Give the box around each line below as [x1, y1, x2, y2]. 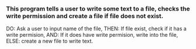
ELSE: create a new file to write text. [6, 37, 94, 45]
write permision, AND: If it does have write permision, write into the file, [6, 32, 178, 38]
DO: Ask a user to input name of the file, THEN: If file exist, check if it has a [6, 25, 187, 32]
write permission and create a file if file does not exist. [6, 12, 164, 20]
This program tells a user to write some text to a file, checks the [6, 5, 190, 13]
